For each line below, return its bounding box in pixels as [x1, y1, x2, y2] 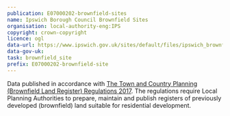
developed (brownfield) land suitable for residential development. [7, 101, 192, 109]
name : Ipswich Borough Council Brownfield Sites [7, 16, 149, 23]
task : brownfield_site [7, 55, 72, 61]
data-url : [7, 42, 36, 48]
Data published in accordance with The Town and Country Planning [7, 79, 198, 87]
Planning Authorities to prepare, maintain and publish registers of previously [7, 93, 222, 102]
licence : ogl [7, 35, 44, 42]
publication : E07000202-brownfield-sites [7, 10, 127, 17]
